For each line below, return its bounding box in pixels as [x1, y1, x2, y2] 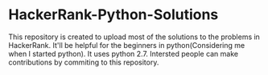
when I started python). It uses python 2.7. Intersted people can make [8, 49, 239, 58]
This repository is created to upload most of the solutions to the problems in [8, 32, 260, 41]
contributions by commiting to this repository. [8, 57, 159, 67]
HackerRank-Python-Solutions [8, 6, 219, 24]
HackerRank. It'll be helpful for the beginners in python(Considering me [8, 40, 245, 49]
